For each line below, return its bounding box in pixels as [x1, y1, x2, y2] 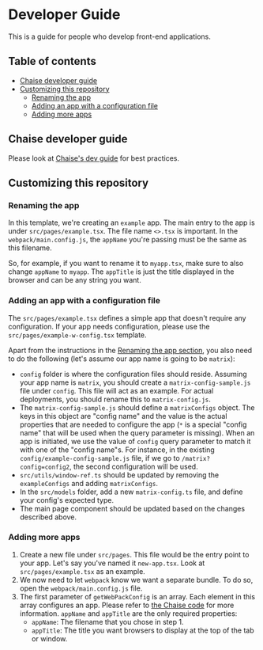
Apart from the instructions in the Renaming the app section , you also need [8, 345, 253, 355]
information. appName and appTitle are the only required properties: [19, 608, 238, 618]
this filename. [8, 243, 53, 253]
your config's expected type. [19, 495, 115, 504]
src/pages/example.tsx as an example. [19, 566, 146, 576]
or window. [31, 633, 68, 643]
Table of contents [8, 55, 96, 68]
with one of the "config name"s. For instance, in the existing [19, 445, 215, 454]
